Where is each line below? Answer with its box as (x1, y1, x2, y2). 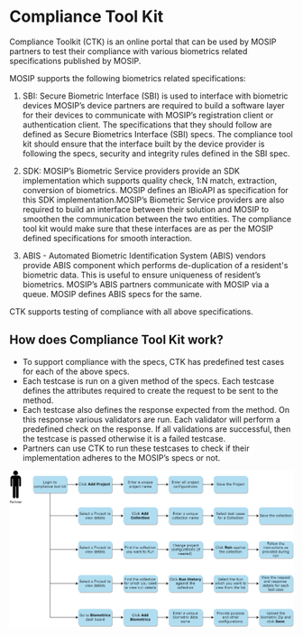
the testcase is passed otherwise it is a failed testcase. (22, 433, 226, 444)
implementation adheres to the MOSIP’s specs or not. (22, 452, 221, 463)
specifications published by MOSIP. (9, 55, 142, 66)
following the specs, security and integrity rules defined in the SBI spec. (22, 147, 290, 159)
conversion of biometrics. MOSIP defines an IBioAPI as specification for (22, 184, 289, 195)
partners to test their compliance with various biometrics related (9, 45, 248, 56)
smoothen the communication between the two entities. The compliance (22, 213, 292, 224)
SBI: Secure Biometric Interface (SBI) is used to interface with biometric (22, 90, 289, 101)
